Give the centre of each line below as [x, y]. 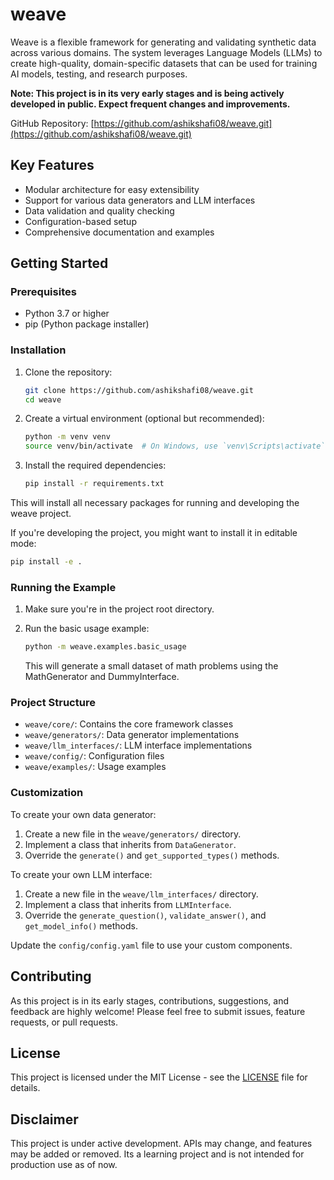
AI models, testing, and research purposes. [99, 74]
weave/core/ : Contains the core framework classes [129, 724]
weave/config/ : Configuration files [94, 756]
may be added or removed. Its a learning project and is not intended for [157, 1154]
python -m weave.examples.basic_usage [105, 647]
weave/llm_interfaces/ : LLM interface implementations [138, 745]
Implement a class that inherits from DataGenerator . [130, 844]
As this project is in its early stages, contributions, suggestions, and [150, 1000]
